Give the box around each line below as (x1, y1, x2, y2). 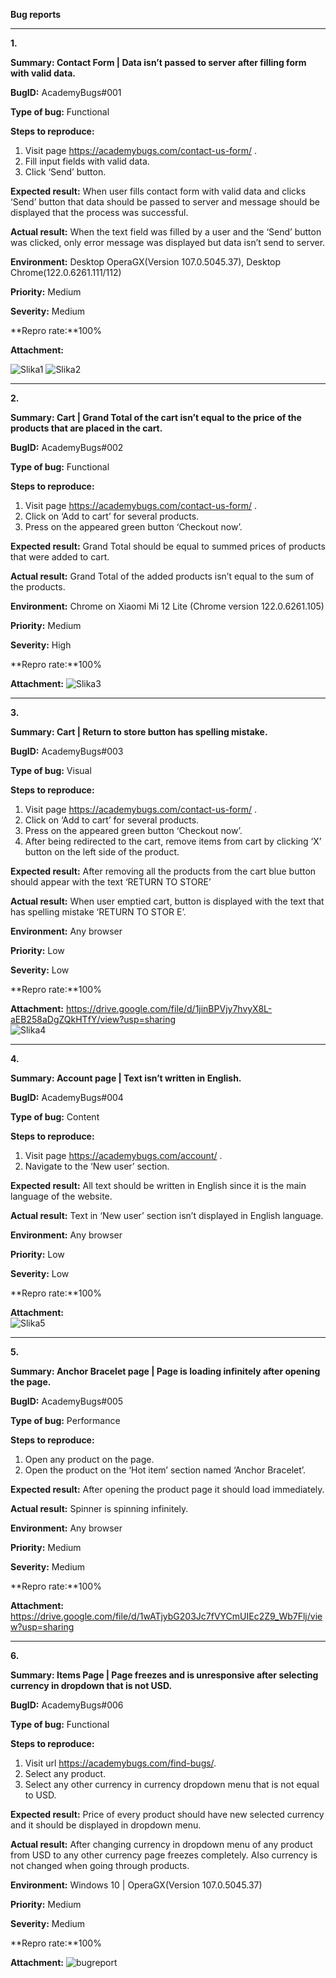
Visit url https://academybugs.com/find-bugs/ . (24, 1757, 217, 1769)
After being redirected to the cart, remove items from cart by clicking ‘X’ (24, 835, 322, 847)
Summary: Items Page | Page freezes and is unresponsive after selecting (10, 1669, 319, 1681)
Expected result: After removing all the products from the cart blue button (10, 865, 317, 877)
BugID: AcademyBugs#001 (10, 87, 122, 98)
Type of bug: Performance (10, 1415, 121, 1426)
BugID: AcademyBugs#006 (10, 1699, 124, 1711)
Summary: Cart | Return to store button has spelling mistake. (10, 726, 268, 738)
